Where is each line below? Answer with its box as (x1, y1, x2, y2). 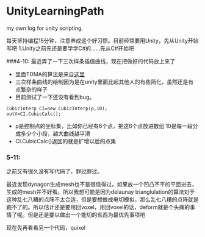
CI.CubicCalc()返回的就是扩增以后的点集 (15, 137, 117, 144)
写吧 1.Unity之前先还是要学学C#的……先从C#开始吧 (6, 44, 134, 52)
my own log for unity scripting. (6, 24, 84, 32)
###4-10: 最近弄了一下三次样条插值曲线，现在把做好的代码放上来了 (6, 57, 176, 65)
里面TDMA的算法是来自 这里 (15, 70, 85, 77)
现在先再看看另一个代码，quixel (6, 224, 86, 232)
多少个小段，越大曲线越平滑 (20, 130, 90, 137)
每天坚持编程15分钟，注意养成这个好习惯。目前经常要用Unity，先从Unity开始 (6, 37, 199, 44)
